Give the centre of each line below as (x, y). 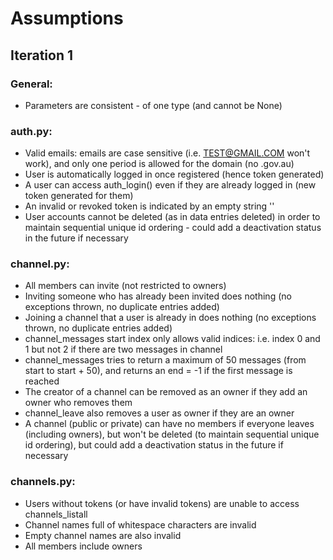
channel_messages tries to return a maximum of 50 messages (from (165, 360)
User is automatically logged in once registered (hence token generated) (174, 174)
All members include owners (83, 546)
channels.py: (43, 482)
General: (31, 84)
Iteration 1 (42, 55)
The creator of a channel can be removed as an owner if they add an (166, 392)
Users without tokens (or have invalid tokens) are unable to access (162, 503)
